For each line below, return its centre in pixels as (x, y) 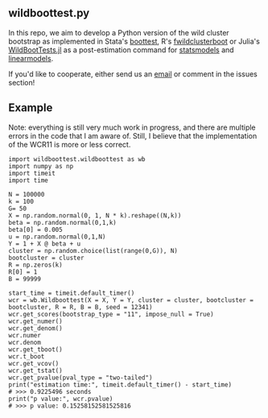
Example (31, 108)
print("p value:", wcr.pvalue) (61, 399)
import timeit (32, 173)
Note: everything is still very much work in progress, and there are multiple (132, 127)
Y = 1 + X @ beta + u (45, 244)
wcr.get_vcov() (34, 363)
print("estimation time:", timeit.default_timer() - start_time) (120, 385)
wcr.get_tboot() (35, 350)
